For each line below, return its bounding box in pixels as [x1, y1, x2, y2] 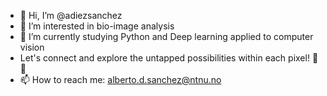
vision [19, 41, 45, 53]
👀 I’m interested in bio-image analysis [19, 20, 175, 32]
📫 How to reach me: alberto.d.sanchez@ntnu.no [19, 74, 222, 85]
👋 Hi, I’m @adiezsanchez [19, 10, 123, 21]
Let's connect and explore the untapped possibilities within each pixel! [19, 52, 310, 64]
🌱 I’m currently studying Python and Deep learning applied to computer [19, 31, 314, 42]
